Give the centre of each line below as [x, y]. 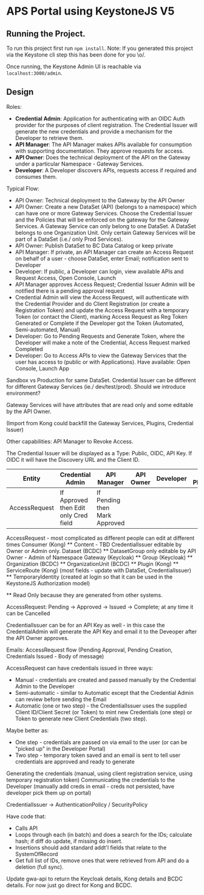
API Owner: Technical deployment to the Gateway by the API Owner [100, 200]
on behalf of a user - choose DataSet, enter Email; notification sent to [102, 258]
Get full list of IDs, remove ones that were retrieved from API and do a [102, 860]
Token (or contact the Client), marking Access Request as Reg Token [101, 316]
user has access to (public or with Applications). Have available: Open [103, 362]
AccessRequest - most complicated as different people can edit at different [100, 538]
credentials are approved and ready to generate [75, 761]
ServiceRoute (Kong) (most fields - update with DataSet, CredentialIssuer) [99, 570]
